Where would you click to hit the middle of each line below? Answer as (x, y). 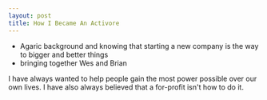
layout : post (30, 16)
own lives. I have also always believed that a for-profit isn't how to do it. (126, 87)
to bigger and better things (64, 54)
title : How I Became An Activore (64, 23)
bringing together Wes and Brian (74, 63)
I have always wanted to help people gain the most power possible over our (133, 78)
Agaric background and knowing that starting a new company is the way (139, 46)
